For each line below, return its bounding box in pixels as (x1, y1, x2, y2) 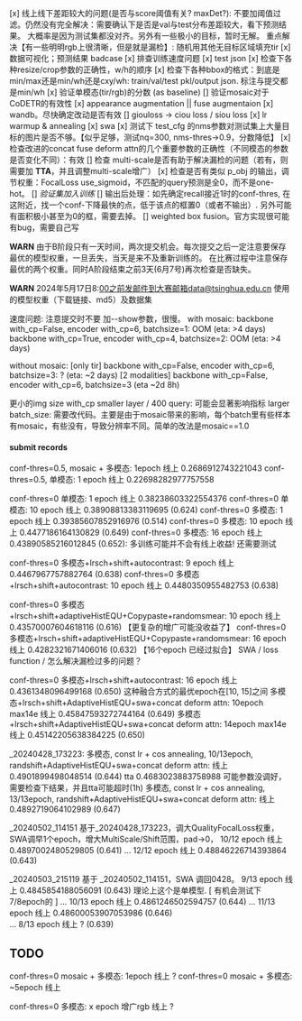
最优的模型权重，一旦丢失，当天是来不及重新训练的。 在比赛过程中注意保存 (9, 253, 288, 263)
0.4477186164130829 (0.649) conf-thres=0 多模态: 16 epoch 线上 (19, 527, 263, 538)
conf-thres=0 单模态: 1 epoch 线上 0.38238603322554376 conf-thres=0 (9, 493, 279, 504)
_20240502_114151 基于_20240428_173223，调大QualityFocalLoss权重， (9, 823, 279, 833)
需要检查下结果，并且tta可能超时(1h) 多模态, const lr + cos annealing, (9, 783, 266, 794)
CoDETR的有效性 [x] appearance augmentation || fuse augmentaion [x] (9, 98, 274, 108)
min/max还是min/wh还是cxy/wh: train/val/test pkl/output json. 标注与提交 (9, 76, 281, 86)
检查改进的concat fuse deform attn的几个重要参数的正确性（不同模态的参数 (9, 143, 289, 153)
